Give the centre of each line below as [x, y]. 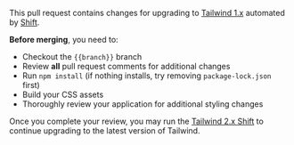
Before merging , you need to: [64, 40]
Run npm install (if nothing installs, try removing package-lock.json [147, 76]
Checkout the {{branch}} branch [82, 56]
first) [31, 85]
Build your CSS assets [63, 94]
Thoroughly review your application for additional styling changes [143, 104]
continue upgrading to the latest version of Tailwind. [105, 131]
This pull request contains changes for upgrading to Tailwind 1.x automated [147, 13]
